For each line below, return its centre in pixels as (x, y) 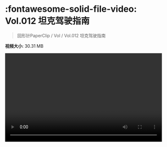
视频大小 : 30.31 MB (24, 46)
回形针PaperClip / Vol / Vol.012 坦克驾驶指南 (61, 35)
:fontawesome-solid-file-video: (71, 9)
